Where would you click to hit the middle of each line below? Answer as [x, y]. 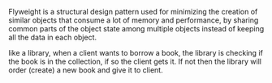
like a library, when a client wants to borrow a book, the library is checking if [136, 53]
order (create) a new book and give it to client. [86, 70]
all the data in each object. [53, 37]
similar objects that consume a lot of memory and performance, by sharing [134, 20]
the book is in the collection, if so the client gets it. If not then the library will [135, 61]
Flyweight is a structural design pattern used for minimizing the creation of [133, 12]
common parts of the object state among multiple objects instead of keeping [136, 29]
